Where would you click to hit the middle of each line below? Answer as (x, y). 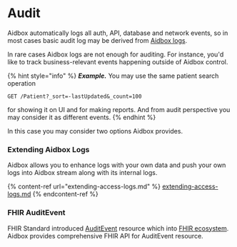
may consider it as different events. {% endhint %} (82, 117)
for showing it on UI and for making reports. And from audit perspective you (119, 109)
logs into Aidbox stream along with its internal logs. (82, 173)
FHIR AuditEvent (36, 213)
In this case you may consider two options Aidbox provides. (95, 131)
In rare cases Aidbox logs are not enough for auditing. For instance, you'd (116, 54)
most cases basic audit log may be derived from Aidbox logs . (97, 40)
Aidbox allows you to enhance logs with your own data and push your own (117, 165)
